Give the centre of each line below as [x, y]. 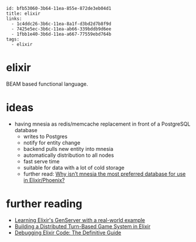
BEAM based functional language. [47, 84]
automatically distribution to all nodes [69, 155]
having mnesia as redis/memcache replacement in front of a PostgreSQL [102, 124]
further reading [44, 204]
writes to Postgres [45, 136]
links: [14, 19]
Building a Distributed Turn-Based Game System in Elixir [82, 226]
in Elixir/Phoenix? [44, 180]
